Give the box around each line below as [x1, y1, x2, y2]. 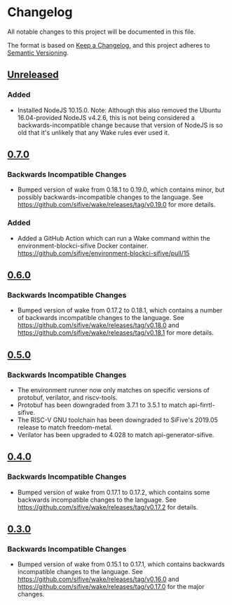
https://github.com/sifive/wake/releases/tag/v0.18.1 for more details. [17, 328, 214, 337]
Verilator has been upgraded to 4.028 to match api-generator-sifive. [17, 430, 214, 439]
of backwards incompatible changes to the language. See [17, 314, 184, 322]
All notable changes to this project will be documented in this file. [7, 27, 196, 36]
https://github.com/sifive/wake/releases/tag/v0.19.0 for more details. [17, 201, 216, 209]
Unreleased [7, 69, 60, 81]
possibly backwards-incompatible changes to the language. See [17, 193, 204, 201]
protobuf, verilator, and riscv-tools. [17, 393, 118, 401]
